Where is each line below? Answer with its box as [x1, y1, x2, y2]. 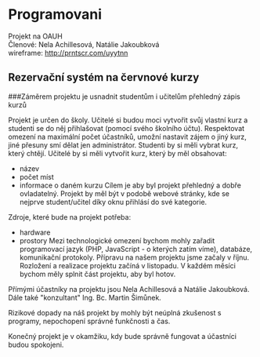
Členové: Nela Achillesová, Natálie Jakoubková [8, 39, 160, 49]
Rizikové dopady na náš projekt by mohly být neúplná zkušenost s [8, 308, 222, 317]
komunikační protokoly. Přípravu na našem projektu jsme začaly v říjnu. [19, 253, 250, 262]
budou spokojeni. [8, 340, 64, 349]
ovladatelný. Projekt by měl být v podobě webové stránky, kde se [19, 188, 229, 198]
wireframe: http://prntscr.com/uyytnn [8, 48, 128, 57]
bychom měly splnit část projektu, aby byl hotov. [19, 269, 176, 279]
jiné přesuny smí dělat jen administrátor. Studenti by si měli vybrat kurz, [8, 140, 239, 150]
